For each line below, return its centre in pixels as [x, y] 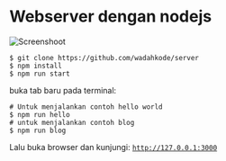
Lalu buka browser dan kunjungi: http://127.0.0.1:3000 [113, 147]
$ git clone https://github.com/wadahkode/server [104, 58]
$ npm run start [40, 74]
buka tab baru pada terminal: [63, 90]
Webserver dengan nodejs [111, 17]
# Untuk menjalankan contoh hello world [86, 107]
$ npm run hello [40, 114]
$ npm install [36, 66]
